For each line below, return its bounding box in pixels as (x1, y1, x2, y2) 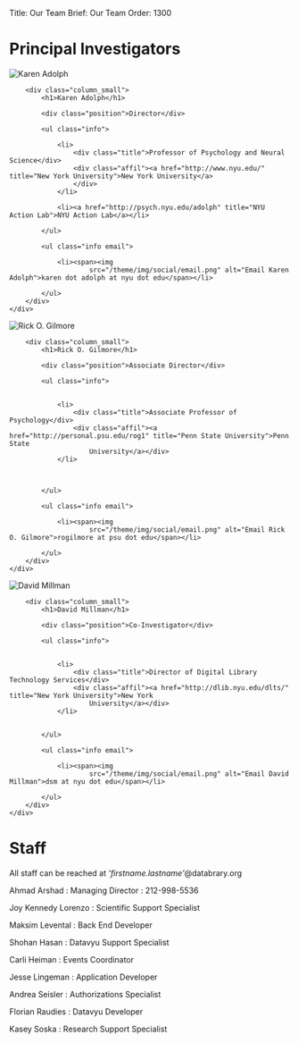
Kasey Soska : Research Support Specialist (9, 1023, 168, 1034)
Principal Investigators (9, 39, 181, 59)
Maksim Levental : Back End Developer (9, 920, 153, 930)
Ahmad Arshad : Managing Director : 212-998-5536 (9, 885, 199, 896)
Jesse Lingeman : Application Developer (9, 972, 158, 982)
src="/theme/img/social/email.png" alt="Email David (88, 769, 290, 778)
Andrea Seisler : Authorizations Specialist (9, 988, 161, 999)
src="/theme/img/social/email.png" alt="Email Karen (88, 265, 290, 274)
